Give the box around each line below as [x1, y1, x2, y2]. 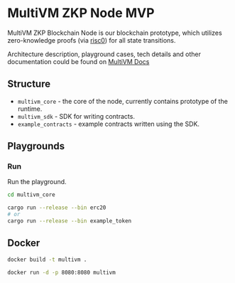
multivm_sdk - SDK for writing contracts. [17, 112, 135, 120]
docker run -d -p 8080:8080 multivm [7, 269, 116, 276]
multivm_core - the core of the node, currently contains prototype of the [17, 97, 229, 105]
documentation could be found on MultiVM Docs [7, 57, 150, 65]
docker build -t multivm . [7, 256, 87, 263]
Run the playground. [7, 178, 67, 186]
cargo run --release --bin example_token [7, 218, 132, 225]
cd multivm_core [7, 191, 55, 198]
